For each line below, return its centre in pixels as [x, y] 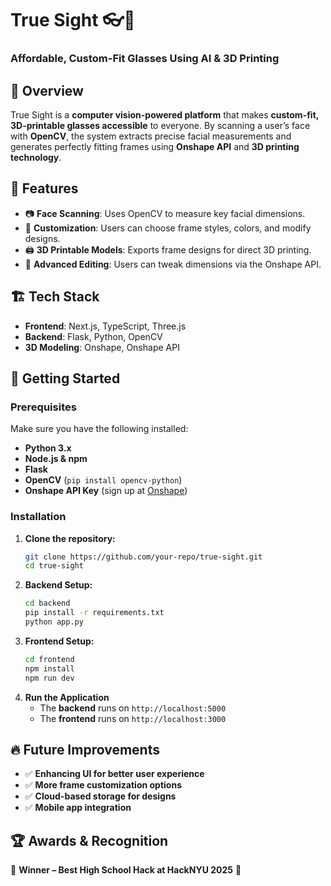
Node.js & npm [56, 459]
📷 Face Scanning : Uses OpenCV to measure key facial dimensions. [165, 213]
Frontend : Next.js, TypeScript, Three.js [105, 326]
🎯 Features [44, 188]
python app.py [54, 622]
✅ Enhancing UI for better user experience [114, 774]
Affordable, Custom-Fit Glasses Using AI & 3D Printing [145, 59]
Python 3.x [48, 448]
